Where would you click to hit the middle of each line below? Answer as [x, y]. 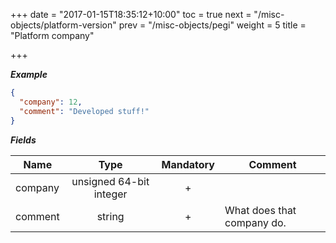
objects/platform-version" [63, 25]
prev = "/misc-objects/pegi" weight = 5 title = [212, 25]
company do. [255, 222]
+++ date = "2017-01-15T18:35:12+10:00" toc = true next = [131, 14]
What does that [260, 210]
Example [29, 74]
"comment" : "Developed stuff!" [84, 111]
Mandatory [188, 164]
